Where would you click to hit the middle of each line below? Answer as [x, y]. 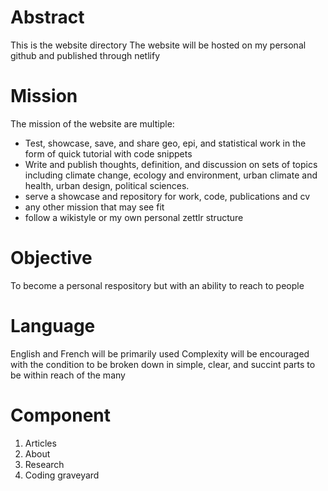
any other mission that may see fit [94, 207]
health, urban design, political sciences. [107, 185]
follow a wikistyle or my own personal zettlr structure [134, 217]
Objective [51, 258]
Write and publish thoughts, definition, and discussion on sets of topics [171, 164]
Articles [40, 443]
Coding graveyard [62, 475]
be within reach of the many [68, 375]
